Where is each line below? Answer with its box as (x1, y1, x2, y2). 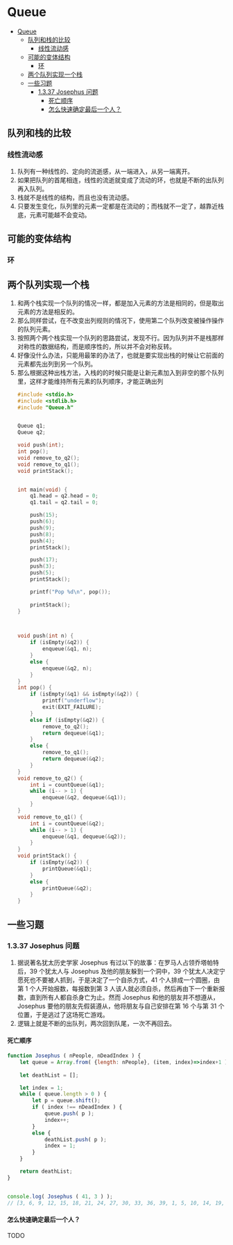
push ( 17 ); (30, 556, 58, 563)
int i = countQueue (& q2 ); (30, 820, 105, 827)
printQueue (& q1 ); (42, 865, 92, 872)
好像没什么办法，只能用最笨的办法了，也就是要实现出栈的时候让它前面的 (17, 351, 224, 359)
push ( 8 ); (30, 531, 55, 538)
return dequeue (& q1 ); (42, 730, 105, 737)
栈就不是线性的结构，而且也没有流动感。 (17, 193, 133, 202)
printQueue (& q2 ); (42, 885, 92, 892)
